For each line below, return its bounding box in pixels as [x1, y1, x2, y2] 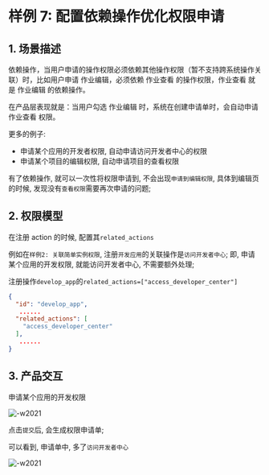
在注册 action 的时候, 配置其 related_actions [8, 232, 154, 242]
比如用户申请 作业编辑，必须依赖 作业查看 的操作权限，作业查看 [35, 75, 247, 85]
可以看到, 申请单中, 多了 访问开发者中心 [8, 442, 129, 452]
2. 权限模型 [8, 209, 63, 223]
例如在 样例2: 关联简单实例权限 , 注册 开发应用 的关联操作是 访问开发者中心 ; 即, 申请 [8, 249, 255, 258]
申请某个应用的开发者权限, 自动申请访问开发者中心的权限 [19, 147, 207, 155]
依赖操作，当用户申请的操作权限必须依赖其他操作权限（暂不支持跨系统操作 [8, 65, 255, 74]
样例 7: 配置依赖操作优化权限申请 [8, 7, 225, 26]
